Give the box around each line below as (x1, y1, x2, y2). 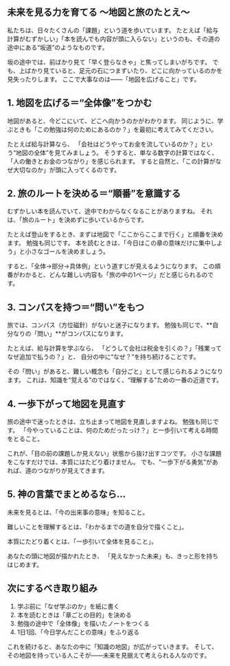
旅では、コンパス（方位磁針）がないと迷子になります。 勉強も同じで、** (7, 321, 213, 329)
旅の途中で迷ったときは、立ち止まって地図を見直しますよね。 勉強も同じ (7, 418, 213, 426)
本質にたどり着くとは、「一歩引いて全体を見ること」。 (7, 537, 158, 545)
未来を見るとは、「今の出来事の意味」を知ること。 (7, 508, 149, 516)
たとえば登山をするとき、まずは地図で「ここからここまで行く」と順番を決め (7, 230, 224, 238)
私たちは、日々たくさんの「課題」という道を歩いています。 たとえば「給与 (7, 26, 219, 34)
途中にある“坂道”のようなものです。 (7, 43, 108, 52)
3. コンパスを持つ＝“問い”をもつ (7, 301, 145, 313)
